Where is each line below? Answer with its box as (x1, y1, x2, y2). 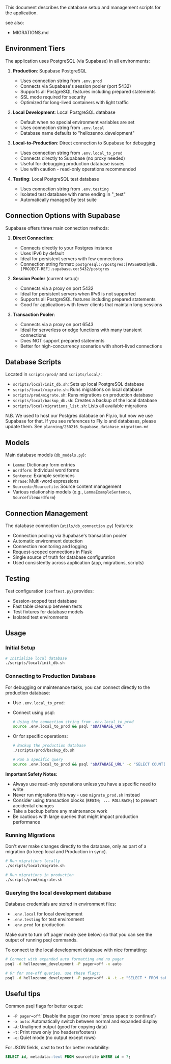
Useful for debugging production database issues (20, 160, 125, 166)
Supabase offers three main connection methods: (5, 225, 109, 231)
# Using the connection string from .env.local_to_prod (12, 719, 134, 724)
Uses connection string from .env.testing (20, 186, 109, 192)
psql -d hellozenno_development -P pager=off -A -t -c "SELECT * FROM (5, 975, 158, 980)
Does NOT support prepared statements (20, 337, 105, 343)
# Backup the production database (12, 743, 86, 748)
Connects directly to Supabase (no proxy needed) (20, 155, 126, 161)
